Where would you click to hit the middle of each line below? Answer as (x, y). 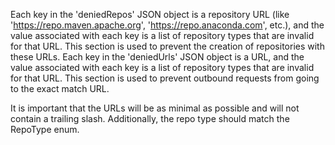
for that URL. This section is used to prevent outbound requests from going (165, 78)
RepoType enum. (45, 129)
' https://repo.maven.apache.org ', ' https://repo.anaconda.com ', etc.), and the (167, 25)
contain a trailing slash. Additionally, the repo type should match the (150, 118)
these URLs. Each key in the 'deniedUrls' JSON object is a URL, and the (157, 57)
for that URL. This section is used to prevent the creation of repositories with (167, 46)
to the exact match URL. (60, 88)
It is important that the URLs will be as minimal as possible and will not (155, 108)
